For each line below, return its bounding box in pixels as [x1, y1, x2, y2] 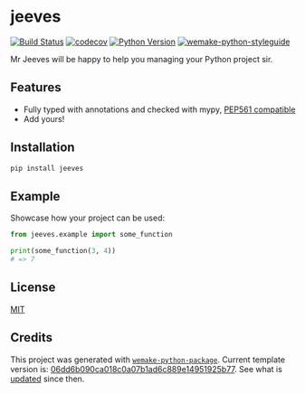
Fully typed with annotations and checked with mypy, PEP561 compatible [23, 104, 296, 115]
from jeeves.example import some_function [10, 230, 173, 239]
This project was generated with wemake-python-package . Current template [10, 354, 286, 365]
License [10, 280, 56, 295]
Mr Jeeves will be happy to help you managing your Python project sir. [10, 53, 273, 64]
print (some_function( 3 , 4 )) [10, 247, 117, 256]
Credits [10, 330, 53, 345]
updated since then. [10, 373, 85, 384]
